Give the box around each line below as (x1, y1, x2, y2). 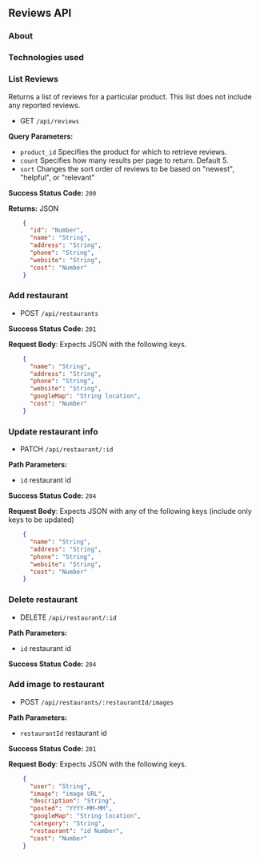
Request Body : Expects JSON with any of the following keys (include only (8, 507, 252, 516)
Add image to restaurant (8, 679, 105, 690)
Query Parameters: (8, 131, 74, 141)
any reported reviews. (8, 100, 81, 110)
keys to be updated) (8, 515, 74, 524)
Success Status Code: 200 (8, 188, 97, 197)
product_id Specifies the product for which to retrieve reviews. (19, 147, 227, 156)
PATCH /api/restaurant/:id (19, 444, 114, 454)
